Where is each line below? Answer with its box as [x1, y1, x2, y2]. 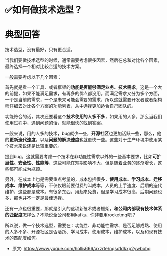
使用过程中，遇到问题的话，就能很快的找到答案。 [5, 120, 105, 126]
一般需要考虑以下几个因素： [5, 74, 62, 80]
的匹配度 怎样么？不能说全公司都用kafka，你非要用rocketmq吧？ [5, 212, 136, 218]
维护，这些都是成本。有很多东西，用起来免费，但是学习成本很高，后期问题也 [5, 189, 162, 195]
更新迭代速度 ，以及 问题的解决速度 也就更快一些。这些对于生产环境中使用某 [9, 137, 162, 143]
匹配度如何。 [13, 235, 40, 241]
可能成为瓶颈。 [13, 166, 45, 172]
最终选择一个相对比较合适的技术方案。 [5, 63, 83, 70]
